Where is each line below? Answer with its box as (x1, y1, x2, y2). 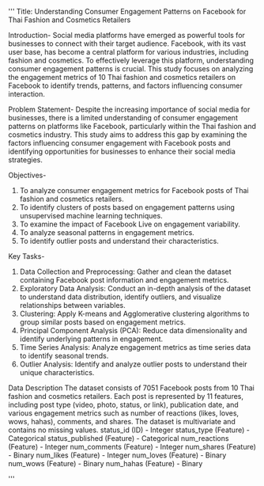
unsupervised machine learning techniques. (19, 211, 164, 220)
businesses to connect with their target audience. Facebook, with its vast (8, 39, 247, 48)
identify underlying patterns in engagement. (19, 334, 164, 344)
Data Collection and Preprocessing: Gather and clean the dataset (19, 267, 232, 276)
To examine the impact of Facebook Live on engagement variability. (19, 219, 241, 229)
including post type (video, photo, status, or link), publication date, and (8, 400, 239, 409)
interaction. (8, 89, 46, 98)
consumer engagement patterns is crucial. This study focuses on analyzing (8, 64, 254, 74)
